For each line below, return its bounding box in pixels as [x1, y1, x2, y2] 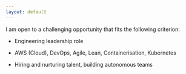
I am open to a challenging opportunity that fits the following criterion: [5, 25, 180, 33]
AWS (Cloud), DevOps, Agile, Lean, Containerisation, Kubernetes [14, 49, 177, 56]
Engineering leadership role [14, 37, 84, 44]
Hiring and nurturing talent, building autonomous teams [14, 61, 153, 68]
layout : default [5, 8, 47, 15]
